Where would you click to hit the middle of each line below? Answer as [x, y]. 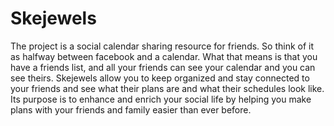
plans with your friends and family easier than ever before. [131, 109]
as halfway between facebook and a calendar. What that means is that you [164, 56]
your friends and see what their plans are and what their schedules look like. [167, 88]
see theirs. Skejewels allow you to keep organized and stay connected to [160, 78]
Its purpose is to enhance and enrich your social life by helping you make [161, 99]
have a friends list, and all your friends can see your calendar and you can [163, 67]
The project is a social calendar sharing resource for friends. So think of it [162, 46]
